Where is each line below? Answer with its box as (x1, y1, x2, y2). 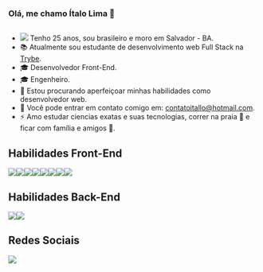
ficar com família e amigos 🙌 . (19, 123, 116, 133)
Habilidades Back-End (8, 190, 121, 204)
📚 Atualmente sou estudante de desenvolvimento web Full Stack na (19, 42, 244, 52)
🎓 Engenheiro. (19, 75, 70, 84)
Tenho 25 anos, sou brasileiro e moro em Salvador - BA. (29, 33, 214, 43)
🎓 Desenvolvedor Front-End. (19, 63, 117, 72)
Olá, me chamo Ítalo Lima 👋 (8, 8, 116, 19)
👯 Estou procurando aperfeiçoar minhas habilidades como (19, 86, 211, 95)
